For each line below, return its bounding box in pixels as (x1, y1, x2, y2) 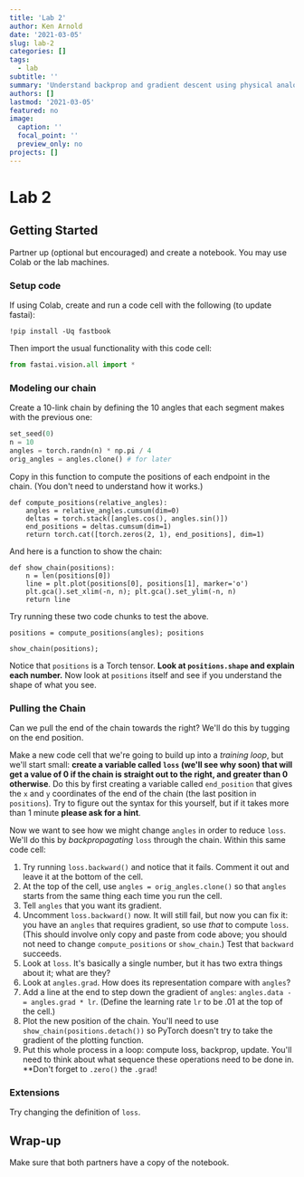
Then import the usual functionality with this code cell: (9, 342, 213, 353)
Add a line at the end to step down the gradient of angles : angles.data (22, 986, 284, 997)
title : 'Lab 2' (9, 13, 67, 23)
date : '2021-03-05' (9, 30, 83, 39)
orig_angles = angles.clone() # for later (9, 455, 172, 464)
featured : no (9, 106, 59, 115)
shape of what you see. (9, 679, 97, 690)
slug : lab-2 (9, 38, 54, 48)
